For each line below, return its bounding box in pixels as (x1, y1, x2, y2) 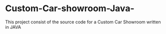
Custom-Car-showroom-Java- (5, 3, 135, 14)
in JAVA (5, 24, 21, 30)
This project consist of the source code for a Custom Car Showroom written (5, 19, 161, 25)
